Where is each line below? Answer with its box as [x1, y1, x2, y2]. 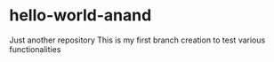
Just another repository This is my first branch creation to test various [9, 35, 266, 45]
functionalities [9, 43, 61, 54]
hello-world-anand [9, 5, 152, 26]
